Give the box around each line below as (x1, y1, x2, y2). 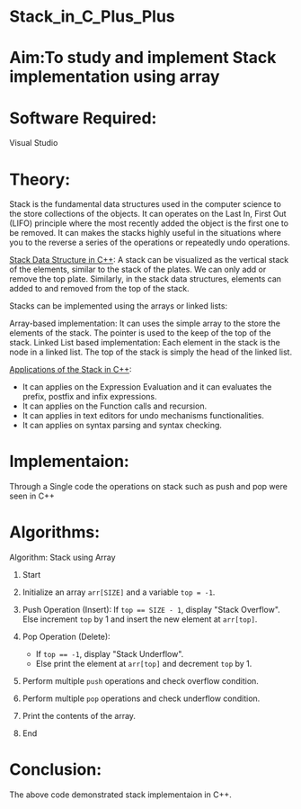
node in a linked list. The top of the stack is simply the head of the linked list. (9, 346, 293, 357)
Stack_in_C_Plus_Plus (9, 6, 175, 27)
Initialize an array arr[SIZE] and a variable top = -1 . (22, 587, 216, 598)
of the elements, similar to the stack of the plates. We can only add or (9, 264, 267, 275)
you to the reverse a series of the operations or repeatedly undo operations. (9, 237, 290, 248)
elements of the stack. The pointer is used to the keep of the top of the (9, 328, 271, 338)
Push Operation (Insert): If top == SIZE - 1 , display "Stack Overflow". (22, 605, 280, 616)
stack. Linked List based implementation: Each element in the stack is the (9, 337, 280, 348)
